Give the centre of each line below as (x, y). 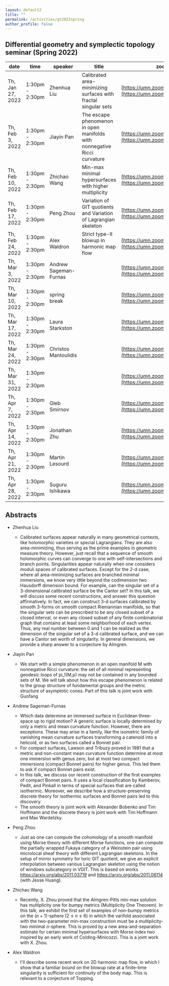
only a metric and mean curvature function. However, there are (85, 726)
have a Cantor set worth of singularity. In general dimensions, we (87, 639)
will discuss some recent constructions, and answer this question (88, 596)
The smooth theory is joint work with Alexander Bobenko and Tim (88, 807)
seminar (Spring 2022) (41, 52)
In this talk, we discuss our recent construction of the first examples (90, 774)
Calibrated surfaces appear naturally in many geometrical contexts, (90, 537)
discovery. (31, 801)
